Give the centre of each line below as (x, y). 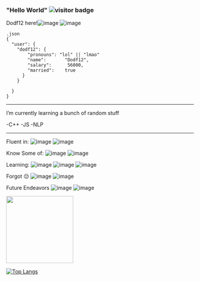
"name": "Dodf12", (58, 60)
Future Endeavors (28, 188)
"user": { (24, 45)
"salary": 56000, (56, 65)
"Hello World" (27, 10)
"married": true (52, 71)
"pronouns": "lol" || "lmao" (64, 55)
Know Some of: (25, 153)
